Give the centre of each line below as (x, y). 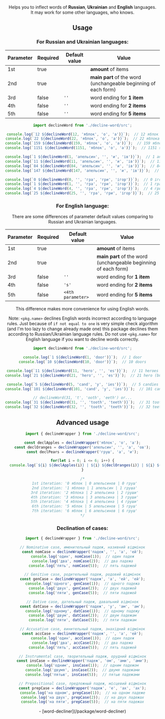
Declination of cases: (82, 528)
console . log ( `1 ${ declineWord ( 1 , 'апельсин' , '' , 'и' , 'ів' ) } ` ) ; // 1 (80, 157)
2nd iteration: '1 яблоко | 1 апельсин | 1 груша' (84, 488)
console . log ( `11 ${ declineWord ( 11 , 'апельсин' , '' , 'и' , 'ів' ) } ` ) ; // (80, 161)
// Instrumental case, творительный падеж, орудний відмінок (82, 656)
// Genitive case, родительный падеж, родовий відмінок (82, 574)
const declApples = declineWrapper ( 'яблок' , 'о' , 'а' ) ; (82, 443)
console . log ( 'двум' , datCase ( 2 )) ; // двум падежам (82, 616)
